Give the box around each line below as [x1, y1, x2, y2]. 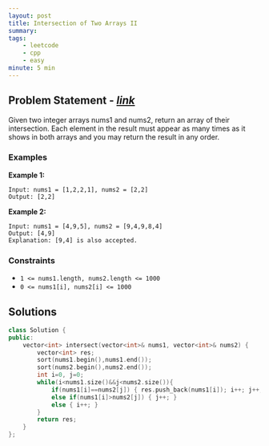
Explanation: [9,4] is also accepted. [8, 236, 138, 245]
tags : [8, 34, 26, 43]
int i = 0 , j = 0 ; [37, 371, 84, 379]
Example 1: [8, 170, 46, 180]
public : [8, 334, 34, 342]
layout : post [8, 11, 52, 20]
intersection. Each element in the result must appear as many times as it [8, 124, 246, 133]
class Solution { [8, 326, 66, 334]
